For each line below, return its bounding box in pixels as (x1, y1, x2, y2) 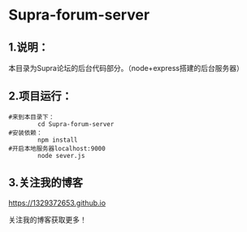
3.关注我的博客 (8, 176, 84, 190)
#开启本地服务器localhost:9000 (8, 144, 106, 152)
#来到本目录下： (8, 112, 55, 121)
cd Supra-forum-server (37, 120, 115, 128)
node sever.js (37, 151, 85, 160)
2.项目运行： (8, 90, 73, 103)
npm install (37, 136, 79, 144)
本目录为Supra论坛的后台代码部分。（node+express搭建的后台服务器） (8, 63, 244, 72)
